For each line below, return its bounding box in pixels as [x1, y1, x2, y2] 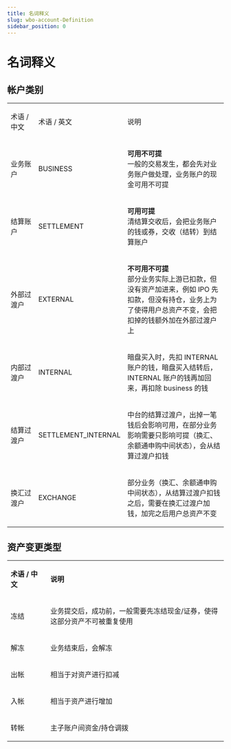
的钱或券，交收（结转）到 [126, 227, 210, 237]
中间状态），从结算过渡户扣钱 [126, 489, 221, 498]
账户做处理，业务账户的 [133, 170, 210, 179]
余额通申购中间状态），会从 [126, 441, 214, 451]
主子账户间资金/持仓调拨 [50, 723, 129, 733]
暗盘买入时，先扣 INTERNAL [126, 353, 219, 362]
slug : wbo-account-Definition [7, 16, 94, 23]
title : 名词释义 [7, 10, 49, 17]
